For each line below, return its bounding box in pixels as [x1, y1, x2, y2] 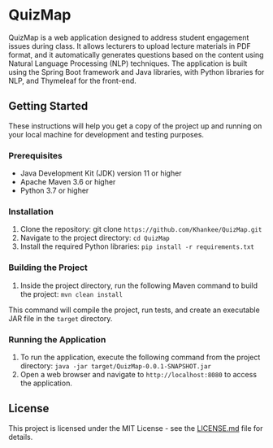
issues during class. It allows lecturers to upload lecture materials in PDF [8, 41, 252, 50]
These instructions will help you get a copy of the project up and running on [8, 120, 262, 131]
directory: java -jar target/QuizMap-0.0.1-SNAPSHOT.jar [19, 360, 211, 371]
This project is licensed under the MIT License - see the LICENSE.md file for [8, 423, 263, 433]
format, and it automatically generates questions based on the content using [8, 50, 264, 59]
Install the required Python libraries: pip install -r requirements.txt [19, 241, 254, 251]
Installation [8, 206, 54, 217]
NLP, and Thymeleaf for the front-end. [8, 76, 136, 85]
